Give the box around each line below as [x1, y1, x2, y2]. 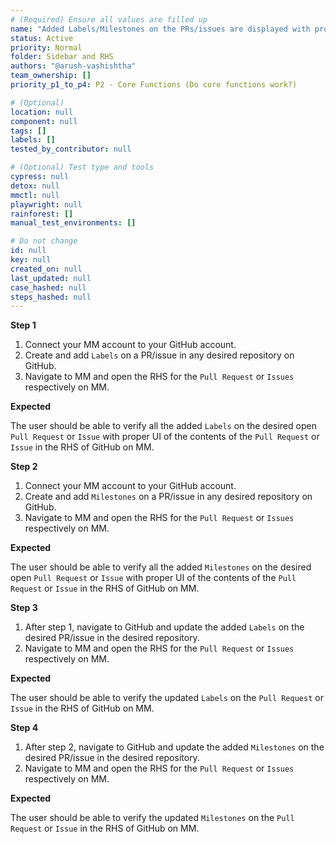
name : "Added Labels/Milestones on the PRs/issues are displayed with [10, 24, 311, 34]
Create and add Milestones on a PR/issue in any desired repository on [24, 491, 313, 503]
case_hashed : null [10, 282, 87, 293]
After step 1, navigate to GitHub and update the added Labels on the [24, 621, 305, 633]
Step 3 [10, 602, 38, 614]
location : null [10, 107, 74, 117]
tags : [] [10, 126, 47, 136]
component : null [10, 116, 78, 126]
